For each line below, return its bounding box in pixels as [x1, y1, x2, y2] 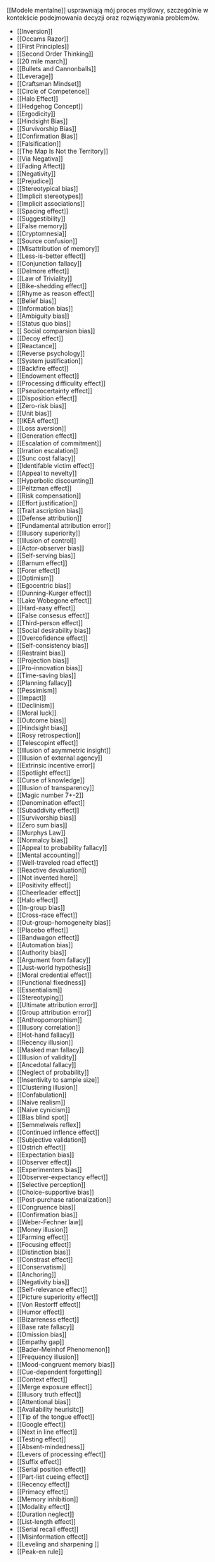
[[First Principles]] [16, 42, 70, 50]
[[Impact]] [16, 694, 46, 702]
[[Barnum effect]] [16, 559, 67, 567]
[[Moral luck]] [16, 708, 57, 717]
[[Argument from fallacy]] [16, 956, 91, 964]
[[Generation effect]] [16, 431, 77, 440]
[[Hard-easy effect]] [16, 604, 76, 612]
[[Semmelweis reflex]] [16, 1121, 82, 1129]
